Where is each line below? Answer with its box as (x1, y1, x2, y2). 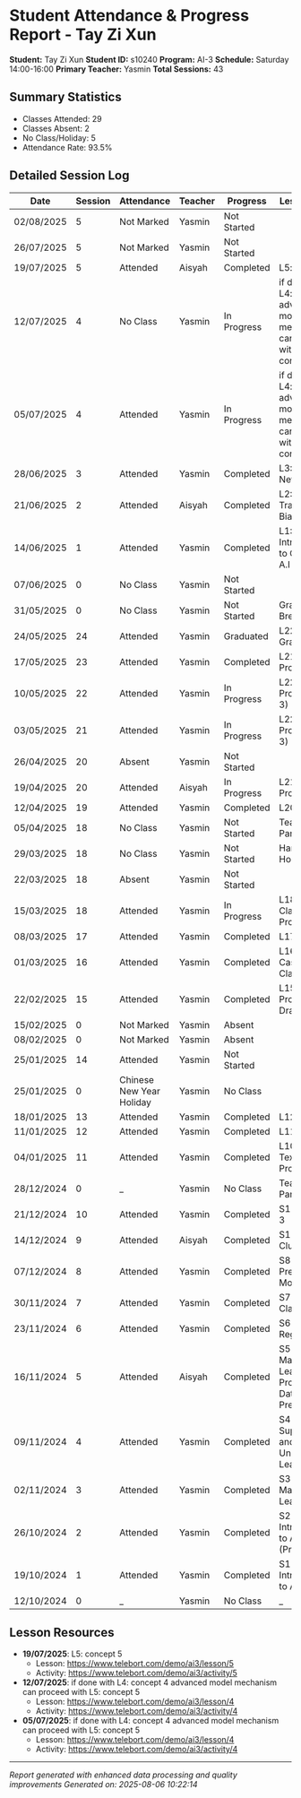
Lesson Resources (9, 1624, 115, 1640)
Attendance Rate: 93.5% (21, 142, 113, 152)
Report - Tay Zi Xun (9, 24, 157, 45)
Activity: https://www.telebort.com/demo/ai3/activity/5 (35, 1668, 237, 1679)
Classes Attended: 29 (21, 113, 102, 124)
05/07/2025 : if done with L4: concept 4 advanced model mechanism (21, 1716, 279, 1726)
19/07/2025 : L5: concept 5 (21, 1648, 123, 1659)
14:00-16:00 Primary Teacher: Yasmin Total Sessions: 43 (9, 64, 224, 74)
